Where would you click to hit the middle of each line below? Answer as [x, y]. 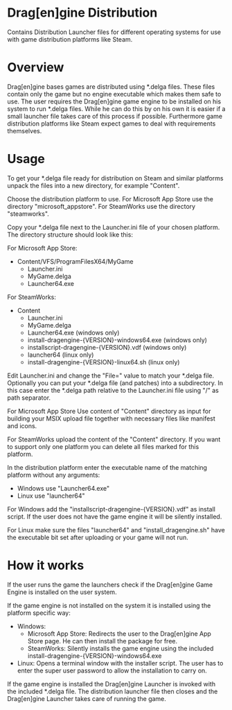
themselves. [25, 130]
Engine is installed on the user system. [62, 592]
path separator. [29, 398]
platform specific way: [39, 613]
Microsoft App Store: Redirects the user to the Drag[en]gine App [119, 634]
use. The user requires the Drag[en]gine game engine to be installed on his [114, 101]
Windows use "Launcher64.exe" [63, 488]
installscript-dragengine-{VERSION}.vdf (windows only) [107, 347]
